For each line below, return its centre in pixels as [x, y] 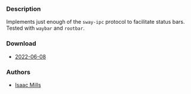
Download [21, 43]
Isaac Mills [28, 84]
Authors [19, 72]
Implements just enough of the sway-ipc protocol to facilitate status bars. [95, 22]
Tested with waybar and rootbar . [45, 28]
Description [24, 9]
